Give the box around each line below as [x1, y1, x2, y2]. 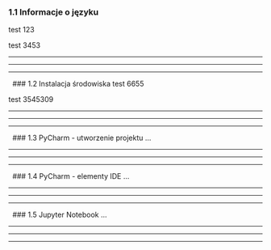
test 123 [8, 25, 35, 35]
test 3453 [8, 40, 41, 50]
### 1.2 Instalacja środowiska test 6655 [11, 79, 144, 89]
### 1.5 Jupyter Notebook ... [11, 210, 107, 220]
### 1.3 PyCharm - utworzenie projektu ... [11, 133, 152, 143]
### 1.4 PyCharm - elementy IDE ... [11, 172, 130, 181]
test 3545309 [8, 95, 54, 104]
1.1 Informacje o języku [8, 6, 99, 18]
